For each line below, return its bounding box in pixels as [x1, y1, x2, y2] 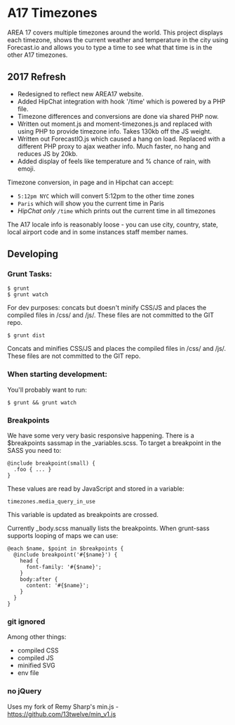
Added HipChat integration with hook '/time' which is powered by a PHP [17, 97, 226, 105]
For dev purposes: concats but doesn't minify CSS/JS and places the [7, 304, 207, 312]
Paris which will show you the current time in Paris [17, 199, 165, 207]
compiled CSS [17, 646, 59, 655]
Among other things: [7, 633, 67, 641]
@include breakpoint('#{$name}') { [13, 551, 118, 558]
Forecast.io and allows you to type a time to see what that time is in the [7, 43, 213, 51]
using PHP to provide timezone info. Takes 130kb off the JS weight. [17, 127, 212, 135]
